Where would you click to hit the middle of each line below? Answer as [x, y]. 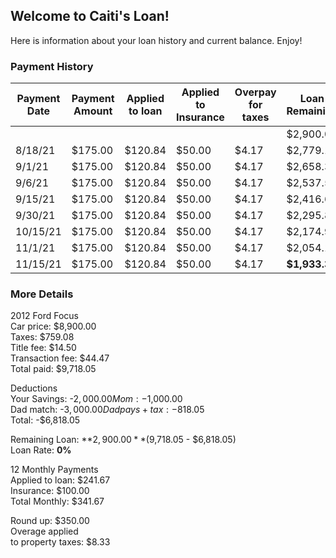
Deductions [34, 388]
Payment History [52, 66]
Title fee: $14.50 [43, 348]
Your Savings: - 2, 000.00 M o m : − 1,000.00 [96, 399]
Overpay [255, 92]
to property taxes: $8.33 [60, 542]
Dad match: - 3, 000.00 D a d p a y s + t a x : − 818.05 [107, 410]
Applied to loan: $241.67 [60, 480]
